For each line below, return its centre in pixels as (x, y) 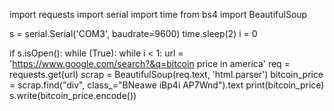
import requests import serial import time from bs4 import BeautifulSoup (158, 14)
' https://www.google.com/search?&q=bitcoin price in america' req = (150, 63)
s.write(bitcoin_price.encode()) (73, 95)
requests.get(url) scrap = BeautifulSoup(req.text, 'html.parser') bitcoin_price (166, 74)
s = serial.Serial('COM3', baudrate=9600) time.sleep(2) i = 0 (133, 33)
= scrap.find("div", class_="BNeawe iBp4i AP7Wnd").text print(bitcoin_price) (167, 85)
